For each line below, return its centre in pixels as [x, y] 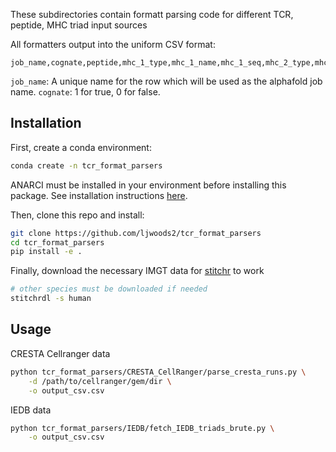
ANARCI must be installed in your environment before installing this [148, 185]
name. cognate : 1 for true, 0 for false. [85, 92]
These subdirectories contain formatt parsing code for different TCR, [152, 14]
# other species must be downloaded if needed [109, 289]
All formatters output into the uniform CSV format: [113, 44]
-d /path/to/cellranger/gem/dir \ [100, 381]
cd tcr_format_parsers [57, 242]
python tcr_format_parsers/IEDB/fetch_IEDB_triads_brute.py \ [142, 428]
